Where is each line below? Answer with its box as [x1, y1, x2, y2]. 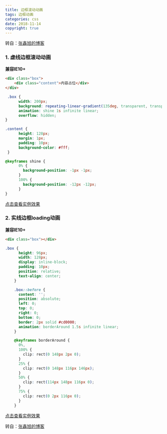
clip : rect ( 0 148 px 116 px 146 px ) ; [23, 366, 94, 371]
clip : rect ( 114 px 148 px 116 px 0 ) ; [23, 380, 94, 385]
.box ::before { [14, 287, 46, 292]
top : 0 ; [18, 306, 35, 311]
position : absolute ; [18, 296, 61, 302]
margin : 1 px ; [18, 136, 46, 141]
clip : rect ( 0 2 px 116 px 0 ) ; [23, 394, 81, 399]
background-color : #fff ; [18, 145, 70, 150]
